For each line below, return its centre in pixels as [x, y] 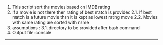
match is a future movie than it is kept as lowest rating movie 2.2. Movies [85, 17]
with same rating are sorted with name [50, 22]
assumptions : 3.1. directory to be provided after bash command [76, 28]
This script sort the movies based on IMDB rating [61, 7]
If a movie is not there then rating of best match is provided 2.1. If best [82, 12]
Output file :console [32, 33]
